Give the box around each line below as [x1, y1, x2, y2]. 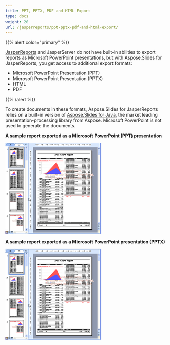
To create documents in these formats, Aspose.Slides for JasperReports [5, 106, 158, 112]
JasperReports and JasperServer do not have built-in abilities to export [5, 49, 156, 55]
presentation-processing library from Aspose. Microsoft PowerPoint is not [5, 117, 162, 123]
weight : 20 [5, 19, 29, 24]
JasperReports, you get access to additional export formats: [5, 60, 133, 66]
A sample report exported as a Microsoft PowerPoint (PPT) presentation [5, 132, 162, 139]
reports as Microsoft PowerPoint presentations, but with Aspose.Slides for [5, 54, 162, 61]
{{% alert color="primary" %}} [5, 39, 70, 46]
